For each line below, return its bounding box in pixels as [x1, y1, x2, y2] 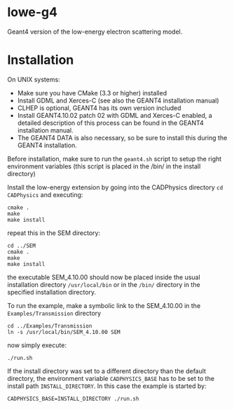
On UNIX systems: [7, 75, 61, 83]
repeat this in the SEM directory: [7, 229, 100, 237]
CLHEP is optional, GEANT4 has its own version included [17, 103, 181, 112]
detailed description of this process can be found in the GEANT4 [17, 119, 205, 127]
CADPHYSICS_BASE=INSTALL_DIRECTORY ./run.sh [7, 395, 139, 402]
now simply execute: [7, 341, 67, 349]
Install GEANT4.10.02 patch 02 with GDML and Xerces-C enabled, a [17, 111, 212, 119]
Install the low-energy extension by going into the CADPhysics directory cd [7, 183, 223, 192]
